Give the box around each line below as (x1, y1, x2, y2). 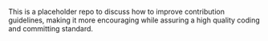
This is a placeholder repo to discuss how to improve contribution (8, 7, 225, 16)
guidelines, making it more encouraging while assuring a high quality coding (8, 15, 261, 25)
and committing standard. (8, 24, 94, 33)
